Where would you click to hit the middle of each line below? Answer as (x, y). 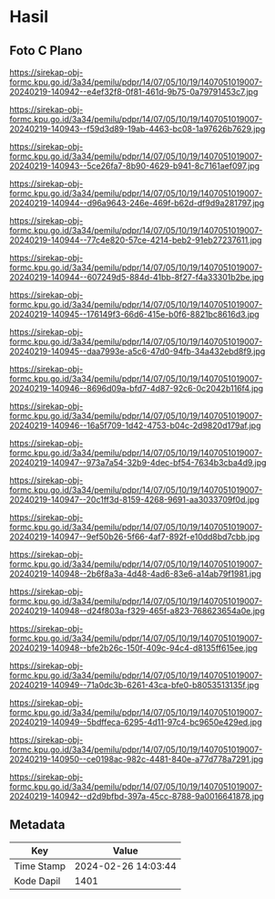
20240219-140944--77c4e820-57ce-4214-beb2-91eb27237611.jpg (136, 240)
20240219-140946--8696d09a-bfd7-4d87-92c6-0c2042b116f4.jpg (137, 388)
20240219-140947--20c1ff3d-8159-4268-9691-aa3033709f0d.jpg (134, 500)
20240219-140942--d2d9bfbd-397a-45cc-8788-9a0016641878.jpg (137, 796)
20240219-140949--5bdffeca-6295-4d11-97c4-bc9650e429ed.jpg (136, 722)
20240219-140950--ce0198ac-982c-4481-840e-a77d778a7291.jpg (137, 759)
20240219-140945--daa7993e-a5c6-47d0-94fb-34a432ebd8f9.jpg (137, 351)
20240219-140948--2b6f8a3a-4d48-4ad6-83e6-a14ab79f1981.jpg (136, 574)
